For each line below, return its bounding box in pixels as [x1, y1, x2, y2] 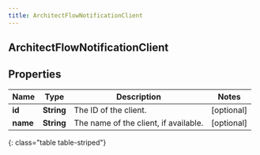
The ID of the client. [73, 104, 147, 115]
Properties [8, 68, 62, 81]
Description [115, 91, 162, 102]
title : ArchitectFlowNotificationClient [8, 11, 144, 20]
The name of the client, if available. [73, 117, 204, 128]
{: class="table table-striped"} [8, 138, 107, 147]
